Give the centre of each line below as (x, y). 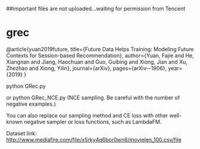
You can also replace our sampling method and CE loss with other (87, 115)
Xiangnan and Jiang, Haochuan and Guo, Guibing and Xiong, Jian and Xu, (97, 61)
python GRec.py (26, 86)
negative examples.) (31, 104)
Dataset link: (21, 133)
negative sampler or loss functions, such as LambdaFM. (93, 122)
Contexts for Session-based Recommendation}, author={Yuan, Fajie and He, (100, 55)
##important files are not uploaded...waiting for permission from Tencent (96, 9)
